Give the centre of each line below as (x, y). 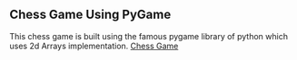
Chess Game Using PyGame (90, 15)
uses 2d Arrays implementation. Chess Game (94, 46)
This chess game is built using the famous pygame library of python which (149, 36)
